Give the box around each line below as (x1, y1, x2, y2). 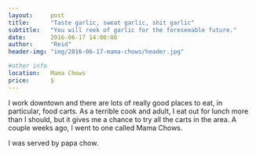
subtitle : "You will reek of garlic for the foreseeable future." (8, 26, 237, 34)
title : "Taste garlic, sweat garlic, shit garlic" (8, 19, 195, 27)
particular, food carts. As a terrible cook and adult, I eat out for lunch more (8, 106, 249, 116)
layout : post (8, 11, 65, 20)
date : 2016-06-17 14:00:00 (8, 33, 118, 41)
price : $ (8, 76, 55, 85)
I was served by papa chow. (8, 138, 99, 147)
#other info (8, 62, 47, 70)
